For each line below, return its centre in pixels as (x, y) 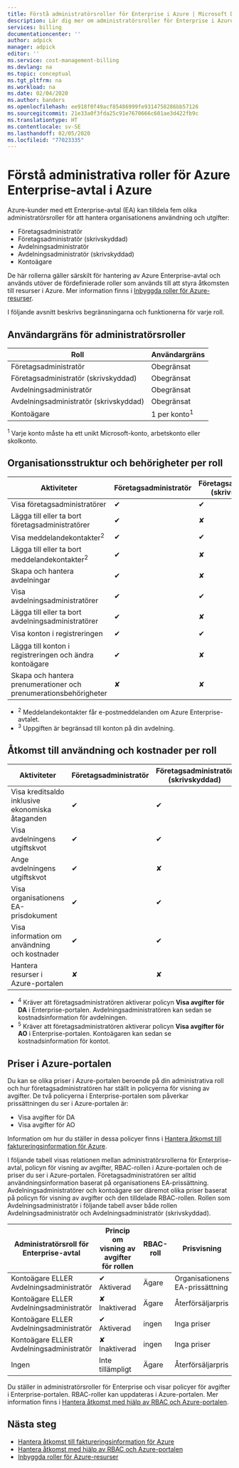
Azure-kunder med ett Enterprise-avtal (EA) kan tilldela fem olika (102, 210)
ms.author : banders (36, 101)
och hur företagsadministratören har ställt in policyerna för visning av (108, 1089)
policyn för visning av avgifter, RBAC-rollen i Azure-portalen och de (123, 1168)
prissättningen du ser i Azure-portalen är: (68, 1104)
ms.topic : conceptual (39, 73)
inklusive (26, 801)
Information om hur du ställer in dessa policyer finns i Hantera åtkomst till (115, 1139)
